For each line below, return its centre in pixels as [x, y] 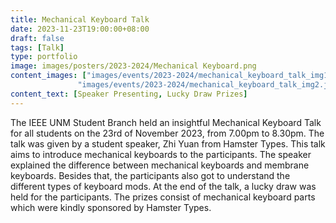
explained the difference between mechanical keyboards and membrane [160, 165]
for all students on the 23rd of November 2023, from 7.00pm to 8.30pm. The [167, 133]
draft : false [37, 38]
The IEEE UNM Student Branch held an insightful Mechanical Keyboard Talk [166, 122]
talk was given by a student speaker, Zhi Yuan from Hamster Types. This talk [168, 143]
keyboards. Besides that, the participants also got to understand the [150, 175]
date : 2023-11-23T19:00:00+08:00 [80, 29]
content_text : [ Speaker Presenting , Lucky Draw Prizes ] [129, 94]
